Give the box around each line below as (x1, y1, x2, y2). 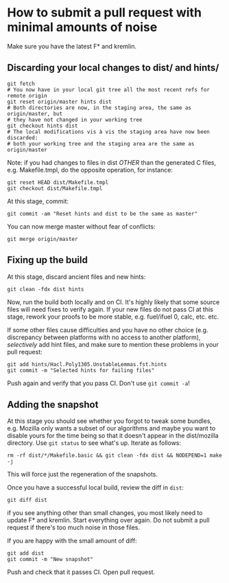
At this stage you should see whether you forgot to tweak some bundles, (7, 417, 213, 425)
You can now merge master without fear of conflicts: (7, 222, 156, 231)
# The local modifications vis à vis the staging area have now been (7, 128, 210, 135)
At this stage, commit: (7, 197, 69, 205)
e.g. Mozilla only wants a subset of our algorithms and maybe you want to (7, 424, 216, 433)
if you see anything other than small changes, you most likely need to (7, 509, 204, 517)
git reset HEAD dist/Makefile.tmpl (7, 179, 109, 186)
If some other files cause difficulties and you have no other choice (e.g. (7, 325, 208, 334)
